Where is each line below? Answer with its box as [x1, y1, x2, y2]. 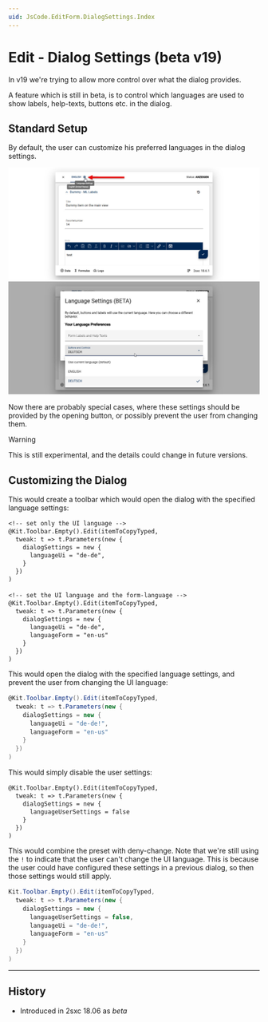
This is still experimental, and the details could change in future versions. [8, 450, 248, 460]
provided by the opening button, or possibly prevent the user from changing [8, 411, 258, 421]
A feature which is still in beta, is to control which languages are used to [8, 90, 245, 100]
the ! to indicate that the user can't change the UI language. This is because [8, 854, 259, 864]
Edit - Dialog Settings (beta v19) [8, 48, 223, 66]
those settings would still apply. [8, 871, 112, 881]
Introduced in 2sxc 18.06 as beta [19, 1006, 128, 1016]
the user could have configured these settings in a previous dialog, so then [8, 863, 254, 872]
